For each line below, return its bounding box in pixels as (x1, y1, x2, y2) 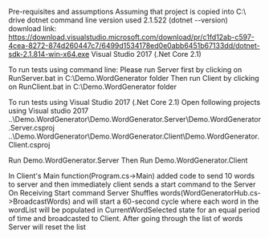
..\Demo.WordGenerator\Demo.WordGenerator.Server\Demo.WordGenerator (8, 115, 262, 123)
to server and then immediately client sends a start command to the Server (8, 180, 256, 189)
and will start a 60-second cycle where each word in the (71, 196, 259, 206)
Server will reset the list (8, 222, 87, 232)
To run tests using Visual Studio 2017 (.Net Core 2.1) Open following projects (8, 98, 261, 107)
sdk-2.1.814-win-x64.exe (8, 50, 90, 58)
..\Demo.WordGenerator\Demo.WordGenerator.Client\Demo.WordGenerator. (8, 131, 259, 141)
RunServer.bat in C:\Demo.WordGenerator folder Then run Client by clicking (8, 74, 259, 83)
